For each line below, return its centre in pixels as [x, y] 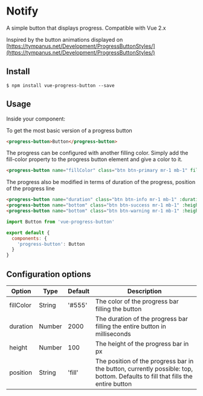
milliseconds [113, 334]
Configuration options [49, 274]
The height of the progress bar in [142, 344]
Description [144, 291]
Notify [22, 11]
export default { [28, 233]
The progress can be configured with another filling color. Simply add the [97, 153]
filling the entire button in [130, 326]
